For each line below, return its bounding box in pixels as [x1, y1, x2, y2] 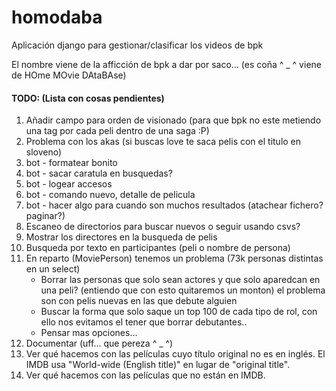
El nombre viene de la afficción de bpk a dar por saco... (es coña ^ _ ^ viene [11, 58, 322, 70]
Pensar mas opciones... [40, 327, 138, 339]
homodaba [11, 6, 103, 29]
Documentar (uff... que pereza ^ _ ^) [25, 337, 174, 350]
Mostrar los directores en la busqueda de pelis [25, 231, 218, 243]
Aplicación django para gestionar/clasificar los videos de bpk [11, 39, 264, 51]
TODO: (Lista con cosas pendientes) [11, 92, 165, 104]
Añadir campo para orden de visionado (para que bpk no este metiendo [25, 114, 322, 126]
